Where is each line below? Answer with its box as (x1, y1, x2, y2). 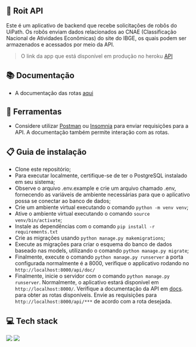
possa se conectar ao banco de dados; (14, 198, 111, 205)
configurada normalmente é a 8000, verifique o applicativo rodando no (14, 260, 189, 267)
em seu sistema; (14, 179, 55, 186)
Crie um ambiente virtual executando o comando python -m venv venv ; (14, 204, 189, 211)
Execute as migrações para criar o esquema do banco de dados (14, 241, 172, 248)
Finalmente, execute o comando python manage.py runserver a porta (14, 253, 183, 260)
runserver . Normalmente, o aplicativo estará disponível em (14, 279, 159, 286)
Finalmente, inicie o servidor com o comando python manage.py (14, 272, 170, 280)
